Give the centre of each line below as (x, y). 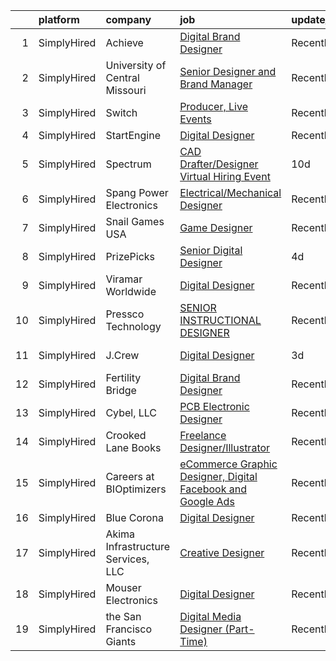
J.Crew (122, 355)
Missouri (126, 90)
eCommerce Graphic (228, 464)
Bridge (121, 390)
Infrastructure (138, 546)
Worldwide (131, 291)
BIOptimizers (136, 489)
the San (123, 616)
